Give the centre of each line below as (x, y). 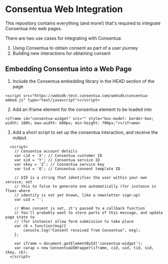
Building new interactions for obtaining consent (61, 53)
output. (20, 138)
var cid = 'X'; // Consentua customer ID (58, 156)
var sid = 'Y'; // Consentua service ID (57, 160)
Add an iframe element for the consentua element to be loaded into (82, 109)
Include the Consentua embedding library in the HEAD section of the (83, 81)
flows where (18, 191)
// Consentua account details (46, 151)
